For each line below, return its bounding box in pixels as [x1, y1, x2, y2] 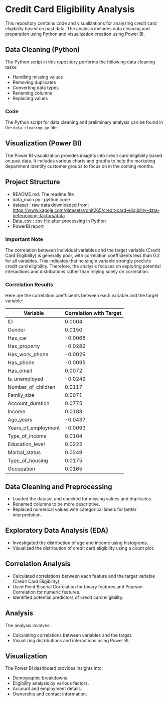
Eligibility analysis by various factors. [12, 680, 89, 686]
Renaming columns [12, 90, 53, 96]
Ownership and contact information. [12, 691, 87, 697]
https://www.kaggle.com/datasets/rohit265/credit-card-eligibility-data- [12, 207, 159, 213]
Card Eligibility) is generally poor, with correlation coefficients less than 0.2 [5, 252, 160, 258]
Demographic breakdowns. [12, 675, 69, 681]
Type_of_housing [8, 457, 48, 464]
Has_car [8, 334, 27, 341]
